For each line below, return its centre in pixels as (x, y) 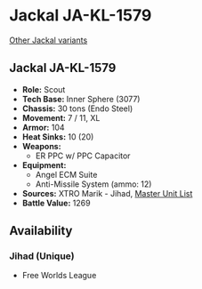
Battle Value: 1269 (56, 203)
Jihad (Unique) (42, 256)
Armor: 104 (43, 127)
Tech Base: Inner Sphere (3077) (81, 99)
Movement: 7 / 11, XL (61, 117)
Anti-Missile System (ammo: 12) (93, 184)
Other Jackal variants (48, 40)
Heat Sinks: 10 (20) (58, 136)
